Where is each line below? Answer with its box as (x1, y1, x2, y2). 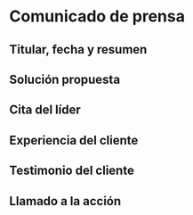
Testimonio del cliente (9, 163, 135, 178)
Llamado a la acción (9, 194, 122, 209)
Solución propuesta (9, 71, 121, 87)
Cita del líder (9, 103, 82, 118)
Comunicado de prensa (9, 6, 185, 27)
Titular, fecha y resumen (9, 42, 148, 57)
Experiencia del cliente (9, 132, 139, 148)
